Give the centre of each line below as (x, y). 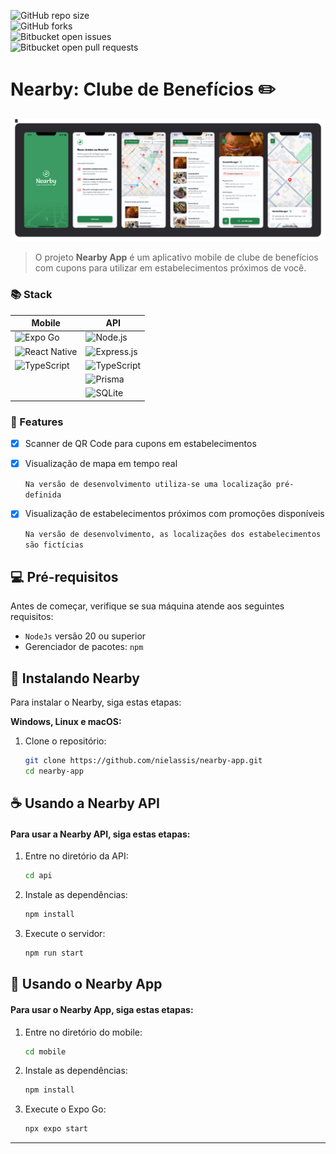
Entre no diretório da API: (76, 856)
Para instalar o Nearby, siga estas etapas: (96, 702)
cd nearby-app (54, 771)
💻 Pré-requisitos (64, 576)
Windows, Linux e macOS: (66, 721)
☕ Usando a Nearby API (85, 803)
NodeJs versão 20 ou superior (85, 636)
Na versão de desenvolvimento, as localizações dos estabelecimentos (173, 535)
